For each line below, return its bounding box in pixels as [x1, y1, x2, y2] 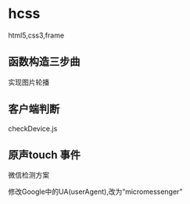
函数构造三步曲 [8, 55, 81, 69]
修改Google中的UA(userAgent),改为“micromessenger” [8, 187, 183, 196]
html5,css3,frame [8, 30, 65, 40]
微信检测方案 [8, 170, 49, 180]
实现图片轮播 [8, 77, 49, 87]
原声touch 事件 [8, 148, 81, 161]
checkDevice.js [8, 123, 58, 133]
